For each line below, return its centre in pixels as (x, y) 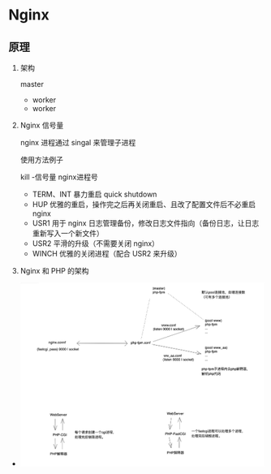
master (32, 84)
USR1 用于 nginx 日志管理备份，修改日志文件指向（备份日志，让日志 (146, 223)
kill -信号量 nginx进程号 (59, 177)
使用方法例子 (41, 159)
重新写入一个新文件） (68, 233)
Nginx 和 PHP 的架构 (54, 271)
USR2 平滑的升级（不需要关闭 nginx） (96, 243)
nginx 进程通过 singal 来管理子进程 (78, 142)
